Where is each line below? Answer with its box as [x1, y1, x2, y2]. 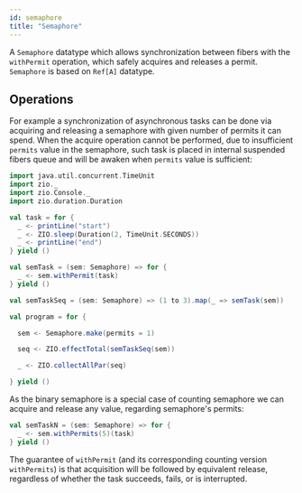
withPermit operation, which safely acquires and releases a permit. [9, 56, 259, 67]
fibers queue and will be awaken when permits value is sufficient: [9, 154, 252, 165]
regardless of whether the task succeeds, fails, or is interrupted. [9, 473, 248, 484]
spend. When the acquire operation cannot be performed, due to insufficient [9, 135, 294, 145]
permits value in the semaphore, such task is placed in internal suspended [9, 144, 286, 155]
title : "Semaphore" [9, 22, 83, 31]
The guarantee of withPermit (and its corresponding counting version [9, 453, 268, 465]
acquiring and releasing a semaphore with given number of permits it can [9, 126, 282, 136]
